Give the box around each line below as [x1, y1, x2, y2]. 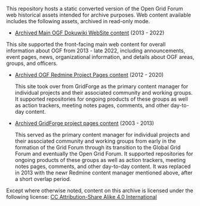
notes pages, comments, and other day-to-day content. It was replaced [14, 163, 191, 170]
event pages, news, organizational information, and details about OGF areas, [6, 54, 195, 60]
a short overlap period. [14, 176, 72, 182]
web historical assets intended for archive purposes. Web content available [6, 11, 192, 18]
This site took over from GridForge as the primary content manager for [14, 83, 189, 90]
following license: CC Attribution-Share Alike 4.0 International [6, 193, 157, 200]
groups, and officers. [6, 60, 58, 67]
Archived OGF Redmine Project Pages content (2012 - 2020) [14, 71, 164, 78]
